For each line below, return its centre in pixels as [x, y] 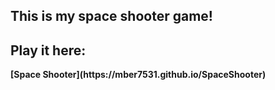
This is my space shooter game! [111, 16]
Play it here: [48, 50]
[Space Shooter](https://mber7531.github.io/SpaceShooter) [138, 75]
